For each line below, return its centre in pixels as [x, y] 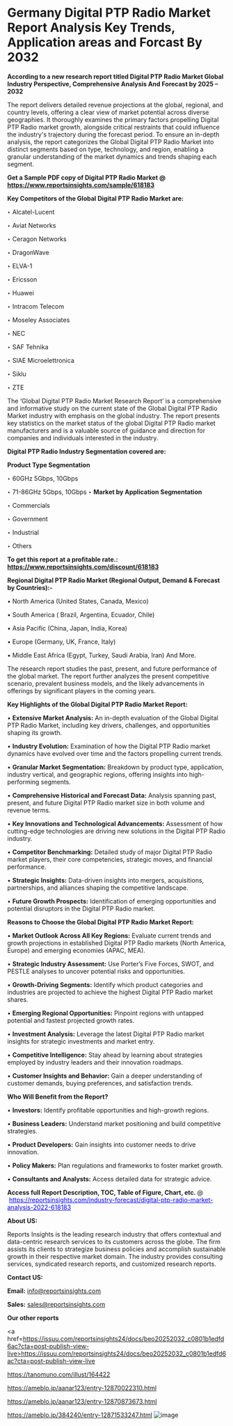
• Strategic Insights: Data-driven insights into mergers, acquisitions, [106, 880]
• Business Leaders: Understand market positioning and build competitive [114, 1124]
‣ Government [28, 519]
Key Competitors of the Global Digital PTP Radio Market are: [96, 198]
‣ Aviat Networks [32, 225]
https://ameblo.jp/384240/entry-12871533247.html [80, 1415]
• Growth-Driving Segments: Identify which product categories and [105, 984]
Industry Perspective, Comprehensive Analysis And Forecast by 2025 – [113, 84]
